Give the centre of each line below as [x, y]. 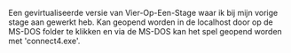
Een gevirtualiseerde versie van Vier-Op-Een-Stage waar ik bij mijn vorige [143, 13]
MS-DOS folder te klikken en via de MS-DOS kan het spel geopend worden [145, 31]
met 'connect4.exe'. [44, 41]
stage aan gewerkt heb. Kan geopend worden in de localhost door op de [141, 22]
